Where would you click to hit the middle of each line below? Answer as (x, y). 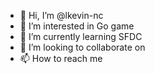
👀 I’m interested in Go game (77, 26)
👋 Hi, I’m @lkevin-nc (61, 15)
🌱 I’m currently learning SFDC (81, 36)
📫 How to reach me (61, 58)
